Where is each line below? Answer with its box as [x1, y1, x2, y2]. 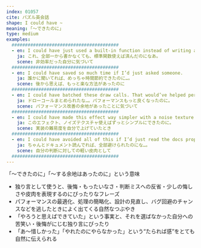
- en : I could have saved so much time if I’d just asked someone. [11, 70, 184, 76]
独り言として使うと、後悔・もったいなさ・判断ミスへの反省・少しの [14, 183, 182, 190]
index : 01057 [6, 8, 39, 15]
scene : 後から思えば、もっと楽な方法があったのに [17, 81, 125, 87]
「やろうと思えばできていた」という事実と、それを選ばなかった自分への [14, 213, 193, 220]
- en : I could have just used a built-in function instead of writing [11, 48, 191, 54]
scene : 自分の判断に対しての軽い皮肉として [17, 148, 112, 154]
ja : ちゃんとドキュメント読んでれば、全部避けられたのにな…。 [17, 142, 151, 148]
